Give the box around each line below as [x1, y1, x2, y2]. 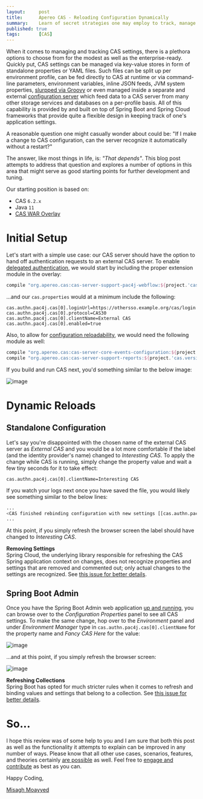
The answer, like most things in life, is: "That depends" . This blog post [6, 155, 181, 162]
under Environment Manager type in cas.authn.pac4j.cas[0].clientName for [6, 623, 196, 631]
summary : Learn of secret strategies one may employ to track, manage [6, 20, 196, 26]
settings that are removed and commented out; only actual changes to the [6, 564, 191, 571]
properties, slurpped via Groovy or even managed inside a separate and [6, 86, 185, 94]
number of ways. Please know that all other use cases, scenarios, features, [6, 750, 193, 757]
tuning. [6, 174, 24, 181]
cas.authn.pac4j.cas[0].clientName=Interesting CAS [6, 476, 139, 482]
